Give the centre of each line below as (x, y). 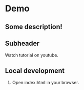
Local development (35, 71)
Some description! (34, 27)
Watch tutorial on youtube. (32, 55)
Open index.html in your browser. (45, 83)
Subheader (22, 43)
